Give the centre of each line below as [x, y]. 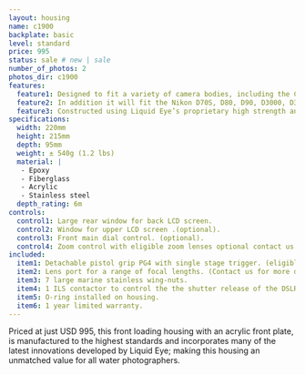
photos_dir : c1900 [43, 77]
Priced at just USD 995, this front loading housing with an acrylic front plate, [151, 331]
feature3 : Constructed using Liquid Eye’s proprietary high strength [151, 111]
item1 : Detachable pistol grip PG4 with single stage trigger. [139, 264]
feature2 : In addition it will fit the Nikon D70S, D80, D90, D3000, [151, 102]
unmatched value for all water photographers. [95, 360]
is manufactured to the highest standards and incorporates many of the [142, 341]
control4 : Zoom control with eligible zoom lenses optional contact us [156, 247]
